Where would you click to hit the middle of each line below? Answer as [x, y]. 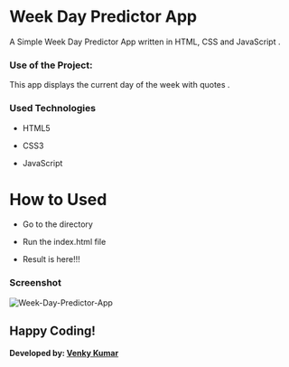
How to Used [58, 199]
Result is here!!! [51, 259]
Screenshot [35, 283]
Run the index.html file [64, 242]
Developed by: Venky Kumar [64, 353]
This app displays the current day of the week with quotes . [120, 85]
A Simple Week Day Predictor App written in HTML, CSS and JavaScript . [145, 42]
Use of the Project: [51, 65]
